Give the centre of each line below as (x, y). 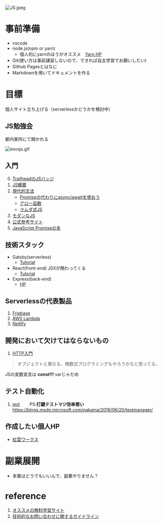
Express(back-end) (32, 279)
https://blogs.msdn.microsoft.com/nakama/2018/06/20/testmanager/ (82, 409)
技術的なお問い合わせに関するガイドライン (56, 517)
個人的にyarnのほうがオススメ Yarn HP (61, 54)
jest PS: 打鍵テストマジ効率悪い (48, 404)
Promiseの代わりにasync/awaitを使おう (60, 197)
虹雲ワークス (25, 439)
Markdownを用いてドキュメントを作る (51, 73)
